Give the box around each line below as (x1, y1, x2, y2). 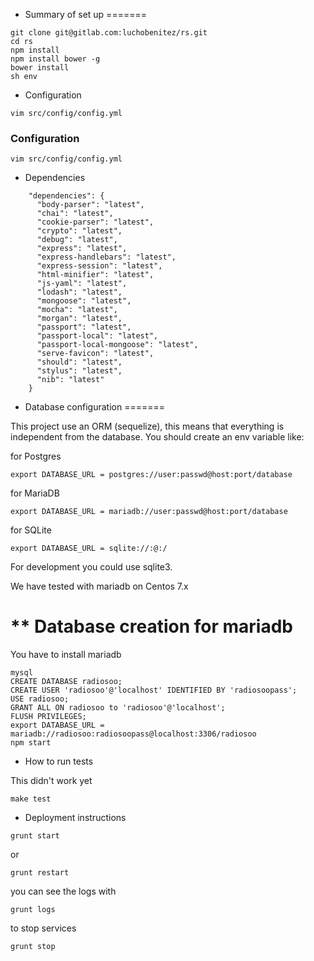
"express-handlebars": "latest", (36, 252, 177, 263)
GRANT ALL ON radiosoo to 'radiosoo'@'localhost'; (10, 703, 226, 713)
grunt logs (10, 905, 56, 915)
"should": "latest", (36, 357, 123, 368)
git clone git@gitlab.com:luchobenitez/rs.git (10, 28, 208, 38)
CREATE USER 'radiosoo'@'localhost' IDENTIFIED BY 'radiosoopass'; (10, 685, 298, 696)
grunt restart (10, 868, 70, 878)
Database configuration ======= (24, 401, 165, 413)
